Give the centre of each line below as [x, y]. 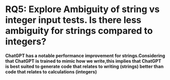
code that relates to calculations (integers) [51, 71]
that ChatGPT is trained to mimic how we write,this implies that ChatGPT [83, 61]
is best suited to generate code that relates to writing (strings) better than [84, 66]
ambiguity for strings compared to [79, 31]
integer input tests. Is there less [73, 20]
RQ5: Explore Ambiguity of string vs [82, 9]
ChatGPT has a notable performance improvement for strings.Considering [85, 55]
